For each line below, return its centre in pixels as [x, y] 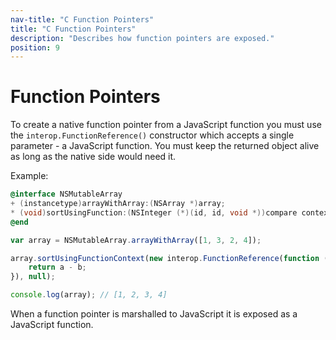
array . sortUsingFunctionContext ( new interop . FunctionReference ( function [165, 258]
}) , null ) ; [33, 277]
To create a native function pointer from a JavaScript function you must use [166, 125]
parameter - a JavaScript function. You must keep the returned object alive [165, 146]
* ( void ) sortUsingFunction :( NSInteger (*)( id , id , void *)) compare [154, 212]
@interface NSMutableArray [66, 194]
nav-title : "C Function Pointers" [82, 19]
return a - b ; [57, 267]
